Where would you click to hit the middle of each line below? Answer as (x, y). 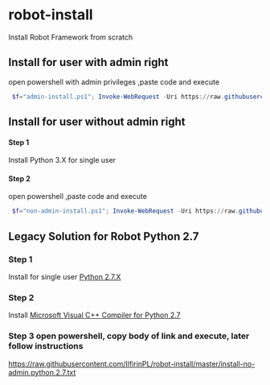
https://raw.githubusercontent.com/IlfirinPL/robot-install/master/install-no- (132, 363)
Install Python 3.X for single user (62, 160)
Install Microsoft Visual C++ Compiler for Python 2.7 (94, 315)
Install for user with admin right (88, 62)
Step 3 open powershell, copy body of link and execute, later (129, 336)
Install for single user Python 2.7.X (65, 276)
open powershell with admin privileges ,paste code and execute (114, 81)
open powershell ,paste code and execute (78, 197)
